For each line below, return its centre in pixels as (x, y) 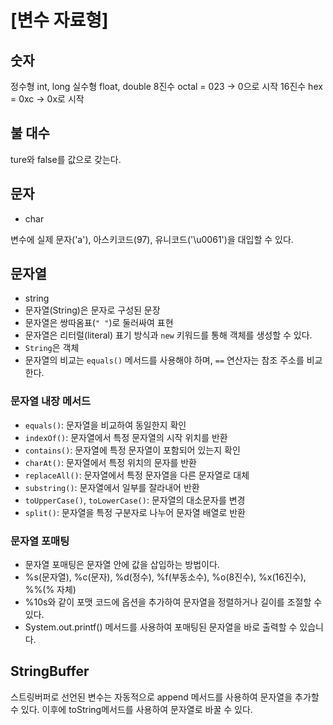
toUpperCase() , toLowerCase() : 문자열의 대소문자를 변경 (135, 500)
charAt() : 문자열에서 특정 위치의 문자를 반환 (110, 462)
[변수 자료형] (59, 20)
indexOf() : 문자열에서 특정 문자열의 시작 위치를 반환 (126, 437)
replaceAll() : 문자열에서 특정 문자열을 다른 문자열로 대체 (137, 475)
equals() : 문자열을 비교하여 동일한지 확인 (105, 425)
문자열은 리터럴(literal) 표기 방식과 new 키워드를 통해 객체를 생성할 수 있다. (168, 335)
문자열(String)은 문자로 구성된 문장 (92, 310)
